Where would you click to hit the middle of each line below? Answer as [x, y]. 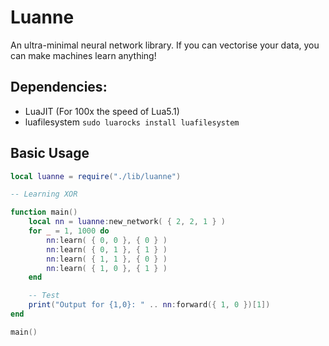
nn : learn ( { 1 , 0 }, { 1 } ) [107, 268]
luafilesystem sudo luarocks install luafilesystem [132, 122]
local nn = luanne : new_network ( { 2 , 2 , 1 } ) [127, 222]
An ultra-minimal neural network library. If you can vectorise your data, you [165, 45]
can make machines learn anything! [83, 55]
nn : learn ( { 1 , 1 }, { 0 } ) [107, 259]
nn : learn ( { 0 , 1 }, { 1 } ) [107, 249]
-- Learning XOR [44, 194]
